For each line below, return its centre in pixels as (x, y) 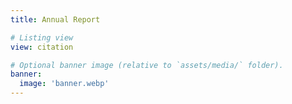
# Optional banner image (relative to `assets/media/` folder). (147, 65)
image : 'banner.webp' (64, 84)
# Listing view (42, 37)
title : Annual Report (55, 19)
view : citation (42, 47)
